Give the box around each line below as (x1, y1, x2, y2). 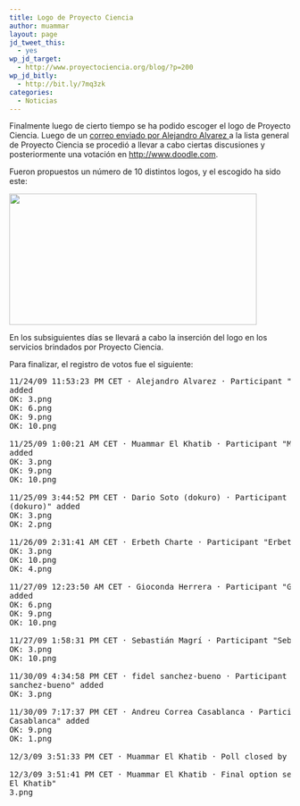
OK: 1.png (9, 734, 52, 744)
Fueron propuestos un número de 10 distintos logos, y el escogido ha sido (9, 166, 281, 177)
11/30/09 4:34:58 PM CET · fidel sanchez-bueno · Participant (9, 671, 287, 682)
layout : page (9, 29, 58, 38)
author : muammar (9, 21, 70, 30)
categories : (9, 88, 54, 97)
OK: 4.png (9, 564, 52, 575)
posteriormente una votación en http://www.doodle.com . (9, 149, 219, 160)
